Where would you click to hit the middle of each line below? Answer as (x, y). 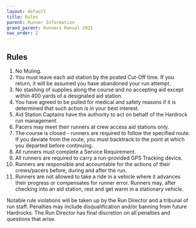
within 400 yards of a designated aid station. (69, 96)
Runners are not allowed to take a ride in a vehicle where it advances (98, 177)
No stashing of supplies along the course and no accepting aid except (99, 89)
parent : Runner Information (41, 22)
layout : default (26, 11)
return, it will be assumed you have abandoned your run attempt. (93, 83)
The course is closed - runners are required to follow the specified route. (102, 133)
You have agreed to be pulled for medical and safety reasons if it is (95, 102)
